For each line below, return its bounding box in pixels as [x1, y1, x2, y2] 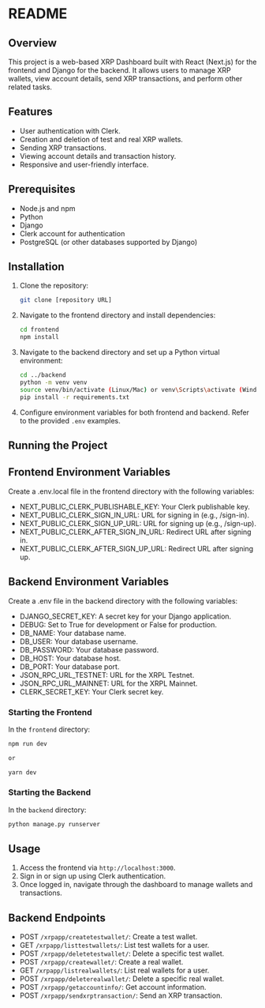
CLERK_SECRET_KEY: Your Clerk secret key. [19, 686, 164, 696]
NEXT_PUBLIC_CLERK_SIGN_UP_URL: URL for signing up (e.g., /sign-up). [19, 518, 256, 528]
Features [8, 105, 53, 118]
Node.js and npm [19, 203, 76, 213]
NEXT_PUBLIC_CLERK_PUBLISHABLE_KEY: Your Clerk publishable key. [19, 502, 250, 511]
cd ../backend [19, 371, 66, 379]
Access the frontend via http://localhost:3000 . [19, 863, 176, 873]
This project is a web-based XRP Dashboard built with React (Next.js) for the [8, 57, 257, 66]
